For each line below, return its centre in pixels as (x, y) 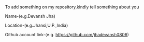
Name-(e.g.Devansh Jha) (30, 16)
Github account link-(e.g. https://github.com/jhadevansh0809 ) (67, 35)
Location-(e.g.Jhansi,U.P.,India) (36, 25)
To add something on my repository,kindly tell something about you (72, 7)
